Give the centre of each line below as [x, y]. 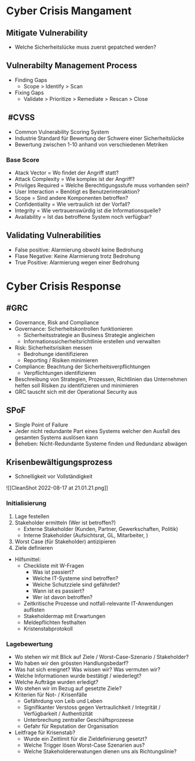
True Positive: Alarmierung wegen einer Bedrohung [77, 262]
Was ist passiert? [53, 572]
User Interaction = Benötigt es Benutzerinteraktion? [77, 192]
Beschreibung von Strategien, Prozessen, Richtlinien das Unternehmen [101, 379]
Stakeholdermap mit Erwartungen [64, 616]
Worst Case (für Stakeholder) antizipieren [65, 542]
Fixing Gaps [29, 93]
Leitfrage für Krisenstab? [45, 732]
